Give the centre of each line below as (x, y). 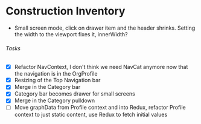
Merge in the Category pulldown (54, 100)
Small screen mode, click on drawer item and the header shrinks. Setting (105, 28)
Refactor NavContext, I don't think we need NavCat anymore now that (101, 67)
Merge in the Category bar (47, 87)
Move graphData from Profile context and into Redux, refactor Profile (100, 108)
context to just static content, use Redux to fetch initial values (91, 114)
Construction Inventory (65, 11)
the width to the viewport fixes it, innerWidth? (71, 34)
